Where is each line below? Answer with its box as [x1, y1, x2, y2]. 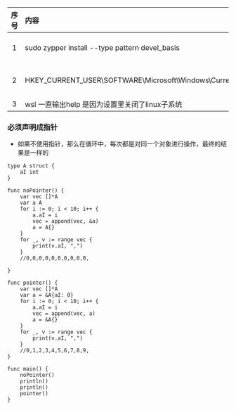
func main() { [7, 366, 49, 373]
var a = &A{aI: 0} [20, 292, 74, 299]
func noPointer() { [7, 187, 65, 194]
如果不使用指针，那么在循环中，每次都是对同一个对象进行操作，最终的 [17, 140, 221, 148]
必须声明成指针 [7, 122, 58, 132]
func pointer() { [7, 279, 58, 287]
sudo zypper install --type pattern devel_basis [25, 43, 181, 52]
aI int [20, 169, 39, 176]
